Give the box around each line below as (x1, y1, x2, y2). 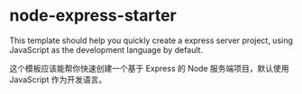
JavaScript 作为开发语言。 (9, 73, 107, 85)
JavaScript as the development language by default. (9, 44, 204, 55)
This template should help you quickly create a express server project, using (9, 35, 293, 46)
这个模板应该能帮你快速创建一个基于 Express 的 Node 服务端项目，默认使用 (9, 63, 290, 73)
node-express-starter (9, 5, 178, 26)
